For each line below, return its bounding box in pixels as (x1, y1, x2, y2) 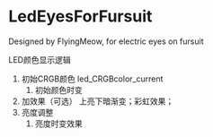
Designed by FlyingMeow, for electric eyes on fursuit (8, 36, 204, 47)
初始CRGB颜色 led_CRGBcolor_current (21, 73, 164, 84)
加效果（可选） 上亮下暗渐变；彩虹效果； (21, 96, 174, 107)
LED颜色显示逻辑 (8, 54, 71, 64)
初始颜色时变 (34, 84, 83, 95)
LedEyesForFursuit (8, 6, 153, 27)
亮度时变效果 (34, 118, 83, 129)
